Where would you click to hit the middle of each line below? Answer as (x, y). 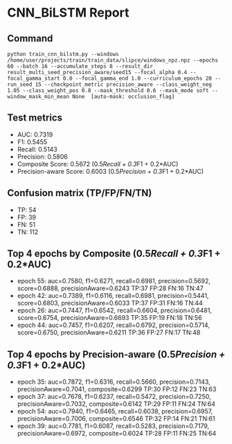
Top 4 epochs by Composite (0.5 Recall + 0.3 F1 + (114, 254)
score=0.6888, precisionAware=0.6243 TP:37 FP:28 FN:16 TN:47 (110, 288)
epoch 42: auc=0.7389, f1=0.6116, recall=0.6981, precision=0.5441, (113, 296)
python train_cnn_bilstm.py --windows (63, 54)
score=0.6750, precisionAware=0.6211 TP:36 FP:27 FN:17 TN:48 (109, 332)
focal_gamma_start (34, 78)
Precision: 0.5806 (42, 157)
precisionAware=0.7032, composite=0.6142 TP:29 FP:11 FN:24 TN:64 (116, 404)
